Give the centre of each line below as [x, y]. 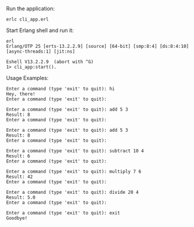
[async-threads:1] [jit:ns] [41, 51]
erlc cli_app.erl [28, 20]
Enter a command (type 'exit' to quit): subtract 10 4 [75, 151]
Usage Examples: [28, 78]
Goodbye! [17, 218]
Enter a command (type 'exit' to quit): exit [63, 213]
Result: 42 [20, 177]
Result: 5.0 [21, 197]
